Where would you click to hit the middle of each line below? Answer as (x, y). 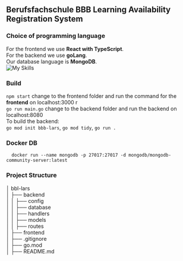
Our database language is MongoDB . (52, 61)
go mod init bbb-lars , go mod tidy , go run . (61, 128)
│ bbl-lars (18, 188)
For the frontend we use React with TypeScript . (65, 49)
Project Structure (31, 176)
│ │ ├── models (26, 219)
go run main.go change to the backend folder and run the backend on (91, 109)
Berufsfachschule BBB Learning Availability (89, 10)
